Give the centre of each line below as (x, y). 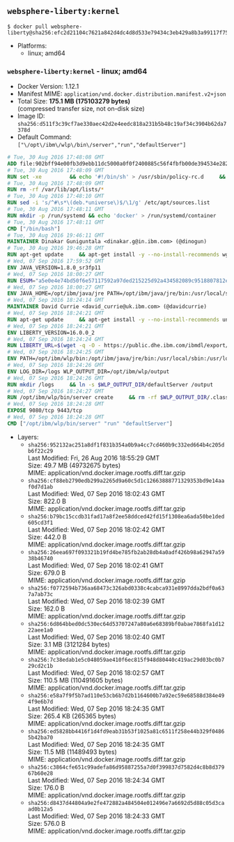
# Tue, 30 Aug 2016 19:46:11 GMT (56, 235)
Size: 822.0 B (47, 501)
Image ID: (31, 116)
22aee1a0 (40, 630)
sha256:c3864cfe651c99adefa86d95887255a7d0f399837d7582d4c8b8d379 (126, 767)
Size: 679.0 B (47, 572)
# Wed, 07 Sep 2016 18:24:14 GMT (56, 300)
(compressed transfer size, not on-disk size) (81, 109)
